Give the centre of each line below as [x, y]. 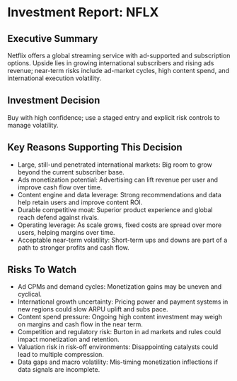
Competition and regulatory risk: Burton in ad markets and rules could [119, 332]
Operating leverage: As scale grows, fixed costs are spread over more [120, 225]
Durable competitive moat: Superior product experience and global [115, 209]
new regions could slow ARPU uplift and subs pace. [93, 309]
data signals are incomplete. [59, 370]
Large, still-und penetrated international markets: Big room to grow [115, 165]
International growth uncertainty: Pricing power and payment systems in [123, 302]
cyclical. [30, 294]
